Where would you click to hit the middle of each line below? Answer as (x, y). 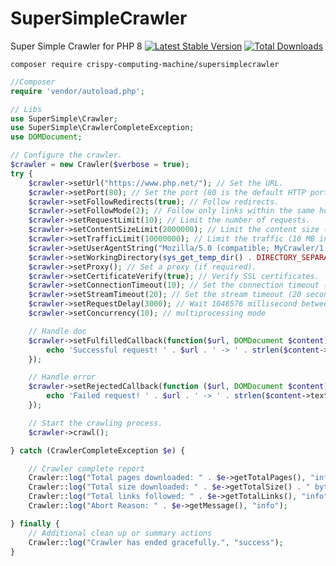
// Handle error (62, 377)
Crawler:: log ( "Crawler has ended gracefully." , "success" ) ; (156, 542)
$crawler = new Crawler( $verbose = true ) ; (100, 165)
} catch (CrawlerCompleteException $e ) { (98, 450)
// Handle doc (57, 331)
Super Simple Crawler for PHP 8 (76, 46)
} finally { (35, 523)
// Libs (26, 109)
